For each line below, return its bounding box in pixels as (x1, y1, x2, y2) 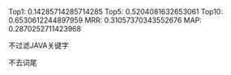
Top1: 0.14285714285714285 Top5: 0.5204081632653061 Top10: (8, 7, 223, 16)
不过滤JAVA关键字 (8, 40, 69, 50)
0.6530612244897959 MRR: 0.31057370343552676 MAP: (8, 15, 203, 25)
